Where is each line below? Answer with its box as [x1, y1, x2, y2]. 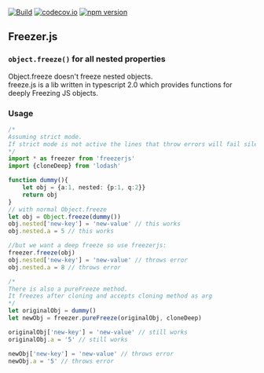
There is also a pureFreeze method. [8, 285, 128, 293]
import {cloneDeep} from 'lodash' [8, 162, 122, 170]
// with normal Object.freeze [8, 205, 108, 214]
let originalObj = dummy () [8, 307, 97, 315]
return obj [22, 191, 58, 199]
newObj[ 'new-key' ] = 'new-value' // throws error [8, 349, 174, 357]
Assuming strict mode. [8, 133, 82, 141]
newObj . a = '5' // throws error [8, 357, 114, 365]
